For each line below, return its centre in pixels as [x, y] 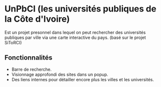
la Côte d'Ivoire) [37, 19]
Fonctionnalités [29, 58]
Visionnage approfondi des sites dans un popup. [60, 74]
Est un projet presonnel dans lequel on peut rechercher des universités [75, 32]
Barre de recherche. [31, 69]
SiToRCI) [13, 42]
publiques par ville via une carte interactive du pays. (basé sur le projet [75, 37]
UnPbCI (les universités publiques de [80, 9]
